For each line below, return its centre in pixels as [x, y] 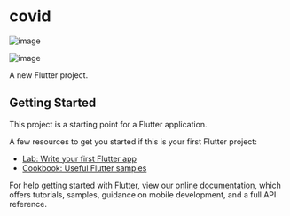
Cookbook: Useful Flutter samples [84, 168]
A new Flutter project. [49, 75]
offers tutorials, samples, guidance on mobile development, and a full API [143, 194]
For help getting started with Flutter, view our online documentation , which [145, 185]
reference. [28, 204]
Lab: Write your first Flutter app [79, 158]
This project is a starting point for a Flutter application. [108, 124]
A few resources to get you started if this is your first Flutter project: [133, 141]
